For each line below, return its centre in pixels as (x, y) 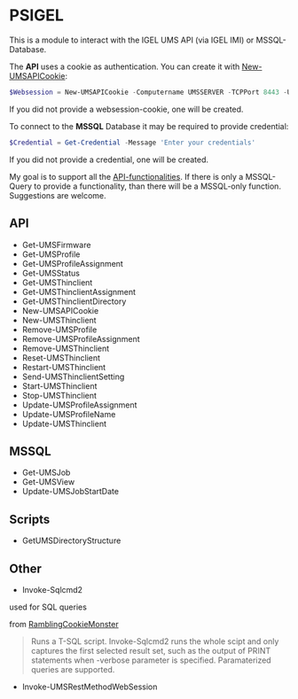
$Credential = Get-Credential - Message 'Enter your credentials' (132, 143)
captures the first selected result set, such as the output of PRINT (151, 650)
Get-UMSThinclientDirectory (74, 301)
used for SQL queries (48, 607)
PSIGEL (37, 16)
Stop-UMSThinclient (59, 395)
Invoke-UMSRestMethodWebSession (90, 687)
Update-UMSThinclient (64, 423)
